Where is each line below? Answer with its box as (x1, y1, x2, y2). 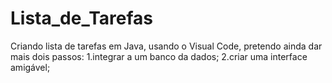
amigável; (10, 61, 51, 73)
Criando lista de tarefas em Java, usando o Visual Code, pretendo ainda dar (10, 40, 323, 52)
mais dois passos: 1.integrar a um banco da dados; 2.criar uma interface (10, 50, 308, 62)
